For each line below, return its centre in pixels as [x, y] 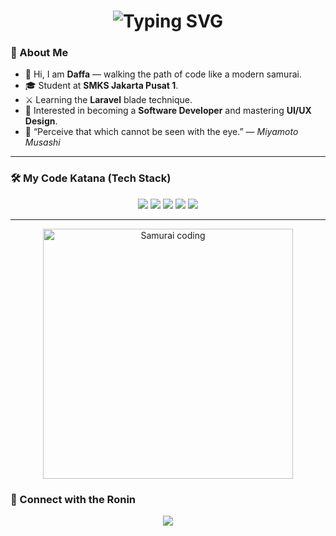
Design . [41, 121]
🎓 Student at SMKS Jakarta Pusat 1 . [101, 86]
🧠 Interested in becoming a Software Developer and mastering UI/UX [168, 111]
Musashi [42, 142]
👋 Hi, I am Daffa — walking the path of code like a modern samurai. [163, 74]
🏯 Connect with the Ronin [73, 499]
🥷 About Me [39, 53]
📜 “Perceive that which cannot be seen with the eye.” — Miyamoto [161, 132]
